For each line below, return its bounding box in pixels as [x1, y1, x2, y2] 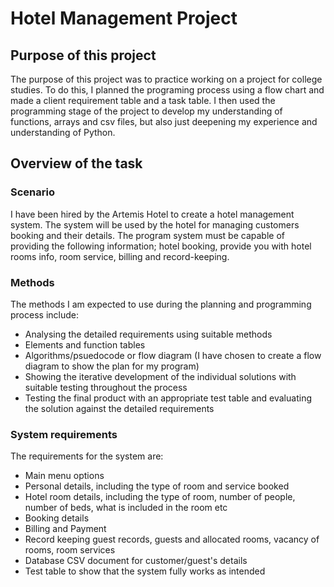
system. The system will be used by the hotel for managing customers [10, 218, 300, 231]
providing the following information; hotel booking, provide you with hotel [10, 240, 312, 252]
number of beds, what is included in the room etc [24, 502, 228, 514]
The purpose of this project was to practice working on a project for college [10, 73, 323, 85]
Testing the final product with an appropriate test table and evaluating [24, 392, 312, 404]
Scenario [10, 185, 55, 199]
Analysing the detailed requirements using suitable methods [24, 328, 273, 340]
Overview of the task [10, 155, 143, 172]
